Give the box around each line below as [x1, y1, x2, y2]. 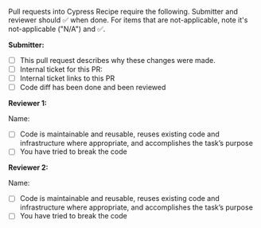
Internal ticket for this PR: [19, 65, 103, 74]
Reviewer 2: [8, 163, 49, 172]
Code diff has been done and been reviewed [19, 83, 166, 92]
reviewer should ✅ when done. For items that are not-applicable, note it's [8, 15, 248, 25]
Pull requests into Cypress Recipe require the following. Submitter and [8, 7, 239, 16]
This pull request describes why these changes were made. [19, 56, 216, 65]
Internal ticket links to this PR [19, 73, 115, 83]
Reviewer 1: [8, 99, 48, 108]
